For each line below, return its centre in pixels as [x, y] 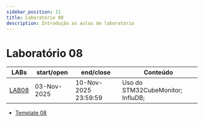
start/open [52, 72]
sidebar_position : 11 [34, 12]
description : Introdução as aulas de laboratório [70, 23]
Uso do [132, 83]
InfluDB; [134, 98]
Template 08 [31, 113]
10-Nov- [89, 83]
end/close [96, 72]
